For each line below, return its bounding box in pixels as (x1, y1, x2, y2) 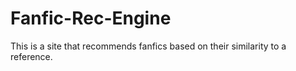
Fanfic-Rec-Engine (10, 7, 172, 30)
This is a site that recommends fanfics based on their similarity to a (10, 40, 287, 52)
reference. (10, 50, 53, 62)
